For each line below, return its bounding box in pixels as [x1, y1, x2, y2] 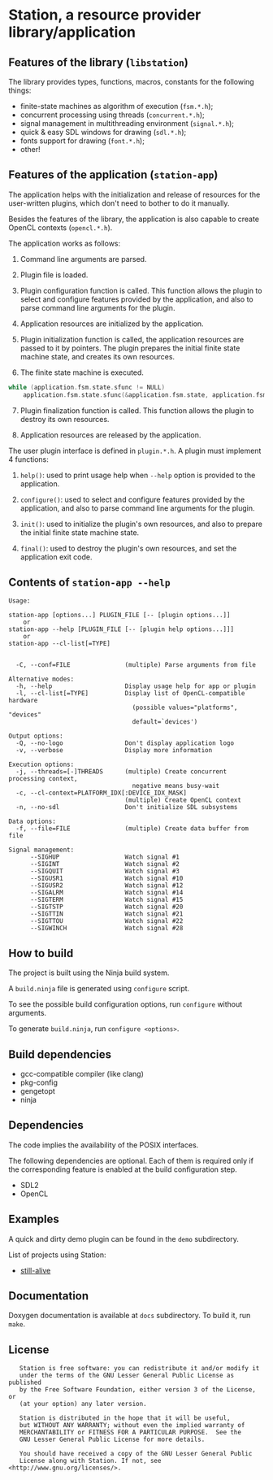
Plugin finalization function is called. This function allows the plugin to [19, 405, 254, 416]
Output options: [8, 732, 63, 741]
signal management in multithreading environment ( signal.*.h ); [19, 119, 234, 128]
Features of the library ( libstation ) [8, 55, 189, 69]
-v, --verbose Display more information [15, 747, 213, 755]
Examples [8, 1212, 59, 1226]
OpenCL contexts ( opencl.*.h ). [8, 222, 113, 233]
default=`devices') [132, 718, 198, 726]
